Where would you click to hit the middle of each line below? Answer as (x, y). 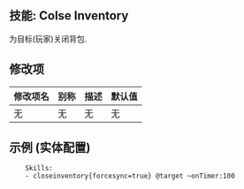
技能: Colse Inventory (69, 16)
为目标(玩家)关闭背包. (48, 39)
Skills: (39, 169)
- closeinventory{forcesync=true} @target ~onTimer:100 (130, 176)
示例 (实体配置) (50, 148)
